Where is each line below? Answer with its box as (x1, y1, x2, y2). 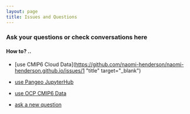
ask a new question (14, 101, 62, 108)
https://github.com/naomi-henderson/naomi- (75, 61, 184, 68)
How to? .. (6, 48, 32, 55)
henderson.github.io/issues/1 (14, 67, 85, 74)
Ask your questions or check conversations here (6, 33, 148, 42)
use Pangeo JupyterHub (14, 78, 74, 85)
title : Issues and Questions (6, 14, 77, 20)
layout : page (6, 8, 38, 15)
